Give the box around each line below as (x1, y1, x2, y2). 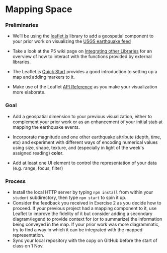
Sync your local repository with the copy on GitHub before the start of (12, 237, 157, 243)
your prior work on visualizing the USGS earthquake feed (12, 38, 131, 44)
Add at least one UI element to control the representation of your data (12, 160, 157, 166)
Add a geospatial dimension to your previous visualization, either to (12, 113, 152, 119)
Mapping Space (5, 4, 72, 15)
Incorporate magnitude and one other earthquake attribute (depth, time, (12, 134, 161, 140)
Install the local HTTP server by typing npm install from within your (12, 189, 153, 195)
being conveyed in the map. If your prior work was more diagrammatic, (12, 221, 160, 228)
